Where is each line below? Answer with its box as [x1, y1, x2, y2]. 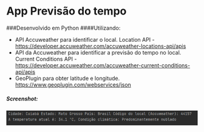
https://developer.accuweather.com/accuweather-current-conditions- [15, 62, 190, 69]
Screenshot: [6, 95, 38, 102]
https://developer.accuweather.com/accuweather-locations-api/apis [15, 42, 186, 50]
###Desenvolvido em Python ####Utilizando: [6, 24, 121, 31]
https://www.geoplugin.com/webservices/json [15, 81, 132, 88]
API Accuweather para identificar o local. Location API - [15, 36, 155, 43]
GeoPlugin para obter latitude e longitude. [15, 74, 120, 82]
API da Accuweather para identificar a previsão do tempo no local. [15, 48, 182, 56]
